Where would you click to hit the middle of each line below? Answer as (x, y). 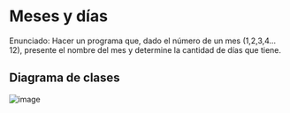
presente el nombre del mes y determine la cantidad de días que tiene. (153, 49)
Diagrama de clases (65, 78)
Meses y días (59, 16)
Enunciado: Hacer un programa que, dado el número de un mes (125, 41)
